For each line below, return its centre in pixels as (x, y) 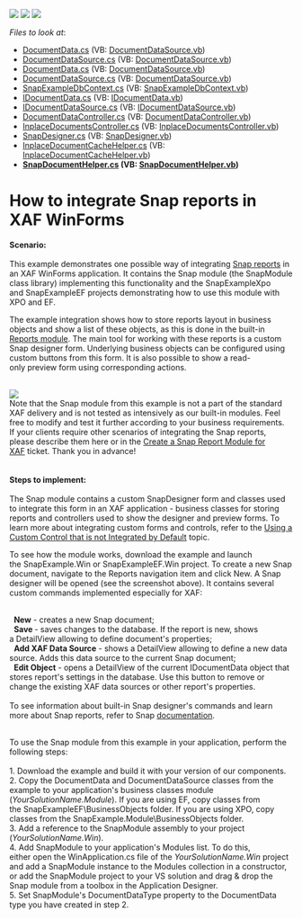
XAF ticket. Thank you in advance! (73, 451)
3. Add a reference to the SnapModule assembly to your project (127, 828)
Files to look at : (38, 32)
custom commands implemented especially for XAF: (106, 593)
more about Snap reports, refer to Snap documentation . (112, 715)
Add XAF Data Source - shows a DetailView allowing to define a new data (150, 648)
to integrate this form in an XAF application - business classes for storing (145, 508)
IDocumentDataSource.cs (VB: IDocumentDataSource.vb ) (129, 107)
